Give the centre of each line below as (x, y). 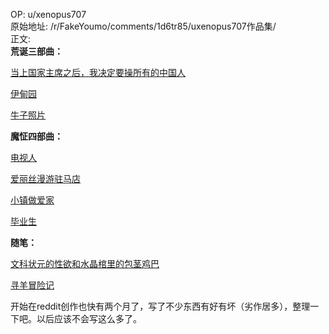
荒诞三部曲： (36, 51)
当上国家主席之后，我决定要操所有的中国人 (98, 72)
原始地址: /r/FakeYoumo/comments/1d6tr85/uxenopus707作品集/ (143, 26)
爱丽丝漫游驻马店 (45, 178)
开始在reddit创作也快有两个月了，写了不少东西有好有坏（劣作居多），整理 (160, 306)
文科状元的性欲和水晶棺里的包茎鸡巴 (85, 263)
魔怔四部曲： (36, 136)
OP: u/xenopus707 (48, 14)
